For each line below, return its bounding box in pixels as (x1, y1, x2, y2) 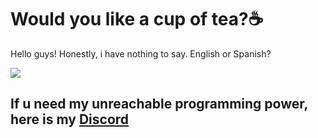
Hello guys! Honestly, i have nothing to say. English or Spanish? (10, 47, 272, 60)
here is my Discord (10, 111, 130, 128)
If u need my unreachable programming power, (10, 96, 308, 113)
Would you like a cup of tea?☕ (10, 8, 264, 31)
